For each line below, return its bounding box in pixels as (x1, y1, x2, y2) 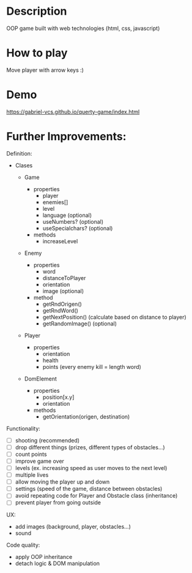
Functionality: (6, 425, 41, 432)
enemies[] (42, 198, 68, 206)
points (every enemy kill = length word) (42, 363, 142, 370)
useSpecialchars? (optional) (42, 224, 113, 232)
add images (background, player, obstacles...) (15, 523, 131, 531)
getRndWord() (42, 306, 78, 314)
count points (15, 450, 47, 458)
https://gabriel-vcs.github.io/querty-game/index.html (6, 108, 140, 115)
